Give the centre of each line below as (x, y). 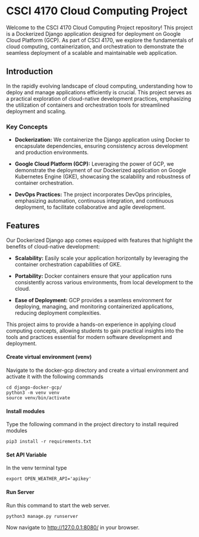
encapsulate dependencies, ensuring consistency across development (101, 146)
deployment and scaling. (36, 111)
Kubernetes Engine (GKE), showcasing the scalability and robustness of (103, 176)
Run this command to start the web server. (58, 505)
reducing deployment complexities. (58, 313)
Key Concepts (27, 126)
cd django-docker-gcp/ (34, 388)
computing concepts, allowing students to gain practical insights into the (95, 330)
